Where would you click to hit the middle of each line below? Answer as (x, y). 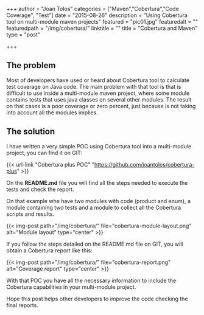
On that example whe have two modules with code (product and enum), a (98, 201)
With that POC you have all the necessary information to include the (91, 280)
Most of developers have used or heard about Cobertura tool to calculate (98, 80)
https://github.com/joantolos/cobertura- (144, 164)
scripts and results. (30, 214)
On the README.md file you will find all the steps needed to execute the (97, 182)
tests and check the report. (40, 189)
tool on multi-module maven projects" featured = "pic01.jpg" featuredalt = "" (102, 22)
